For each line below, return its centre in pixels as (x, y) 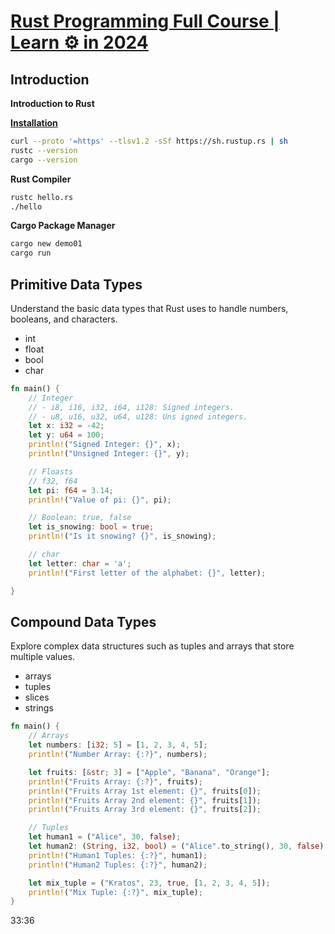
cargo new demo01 (46, 244)
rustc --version (44, 150)
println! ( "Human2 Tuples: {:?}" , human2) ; (118, 865)
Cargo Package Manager (63, 226)
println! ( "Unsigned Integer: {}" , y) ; (109, 454)
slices (37, 697)
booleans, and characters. (64, 319)
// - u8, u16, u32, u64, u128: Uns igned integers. (138, 416)
